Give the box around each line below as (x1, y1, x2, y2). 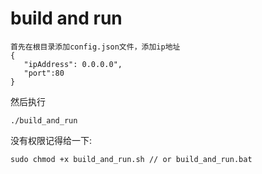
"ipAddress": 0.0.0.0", (23, 59, 123, 69)
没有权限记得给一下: (10, 134, 93, 146)
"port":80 (23, 68, 65, 78)
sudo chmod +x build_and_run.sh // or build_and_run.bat (10, 154, 253, 164)
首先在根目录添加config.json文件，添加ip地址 (10, 42, 181, 52)
